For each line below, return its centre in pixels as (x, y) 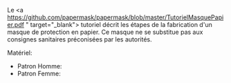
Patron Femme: (39, 73)
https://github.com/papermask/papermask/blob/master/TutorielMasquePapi (115, 17)
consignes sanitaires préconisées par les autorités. (80, 39)
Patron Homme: (39, 66)
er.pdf (16, 25)
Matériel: (20, 53)
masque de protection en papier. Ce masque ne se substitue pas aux (105, 32)
